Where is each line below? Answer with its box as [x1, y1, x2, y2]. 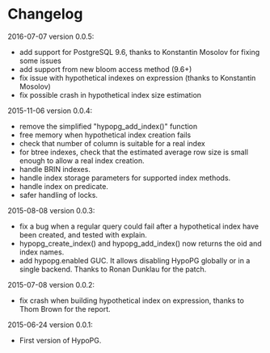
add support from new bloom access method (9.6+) [19, 64, 192, 74]
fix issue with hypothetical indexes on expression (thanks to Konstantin [19, 73, 256, 82]
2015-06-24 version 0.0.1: [7, 320, 94, 330]
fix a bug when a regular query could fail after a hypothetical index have [19, 221, 259, 231]
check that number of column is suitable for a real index [19, 138, 205, 148]
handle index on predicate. [19, 181, 108, 191]
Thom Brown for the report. [19, 304, 111, 313]
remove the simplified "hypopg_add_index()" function [19, 121, 198, 131]
